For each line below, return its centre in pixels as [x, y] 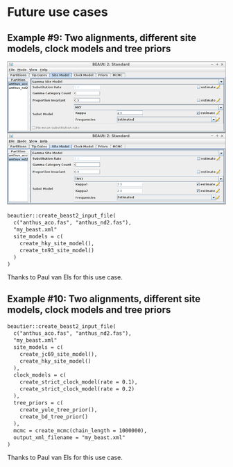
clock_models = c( [40, 375]
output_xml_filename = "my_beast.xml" [70, 438]
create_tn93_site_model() [57, 250]
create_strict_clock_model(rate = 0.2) [77, 389]
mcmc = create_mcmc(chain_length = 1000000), [80, 431]
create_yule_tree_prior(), [59, 410]
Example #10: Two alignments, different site [104, 298]
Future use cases [58, 12]
